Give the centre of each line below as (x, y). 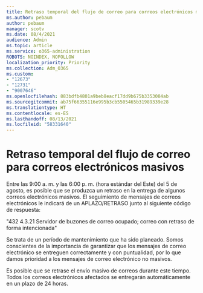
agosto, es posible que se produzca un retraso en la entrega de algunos (96, 191)
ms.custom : (20, 74)
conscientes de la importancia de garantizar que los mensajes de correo (96, 246)
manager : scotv (25, 29)
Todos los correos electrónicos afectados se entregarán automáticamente (98, 277)
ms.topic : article (29, 46)
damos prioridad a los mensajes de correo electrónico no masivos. (89, 259)
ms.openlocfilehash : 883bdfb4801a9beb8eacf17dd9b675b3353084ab (88, 96)
